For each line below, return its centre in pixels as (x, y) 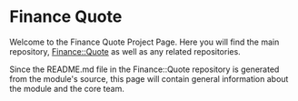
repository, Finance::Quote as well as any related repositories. (125, 51)
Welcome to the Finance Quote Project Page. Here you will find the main (144, 42)
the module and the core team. (67, 88)
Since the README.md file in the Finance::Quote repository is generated (144, 69)
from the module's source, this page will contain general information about (149, 78)
